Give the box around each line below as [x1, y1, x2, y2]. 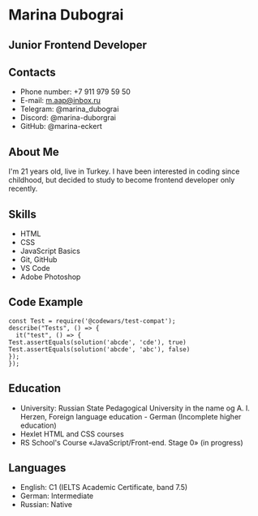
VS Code [19, 264, 50, 273]
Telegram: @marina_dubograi [19, 104, 119, 114]
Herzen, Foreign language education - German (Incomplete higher [19, 411, 242, 421]
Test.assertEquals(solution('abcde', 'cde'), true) [8, 338, 187, 346]
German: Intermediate [19, 491, 94, 501]
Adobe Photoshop [19, 272, 81, 282]
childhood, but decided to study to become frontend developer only [8, 175, 235, 185]
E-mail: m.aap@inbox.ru [19, 96, 101, 105]
